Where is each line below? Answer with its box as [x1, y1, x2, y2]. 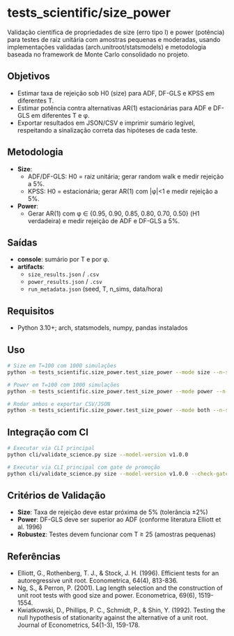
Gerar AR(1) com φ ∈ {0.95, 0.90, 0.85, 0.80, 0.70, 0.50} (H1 [27, 209, 200, 218]
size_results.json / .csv [27, 270, 100, 278]
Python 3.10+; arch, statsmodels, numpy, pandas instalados [17, 324, 188, 332]
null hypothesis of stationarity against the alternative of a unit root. [17, 614, 208, 622]
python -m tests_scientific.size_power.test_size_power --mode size [7, 368, 210, 376]
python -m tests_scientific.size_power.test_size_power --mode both [7, 407, 210, 414]
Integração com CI [7, 426, 89, 438]
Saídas [7, 236, 38, 248]
